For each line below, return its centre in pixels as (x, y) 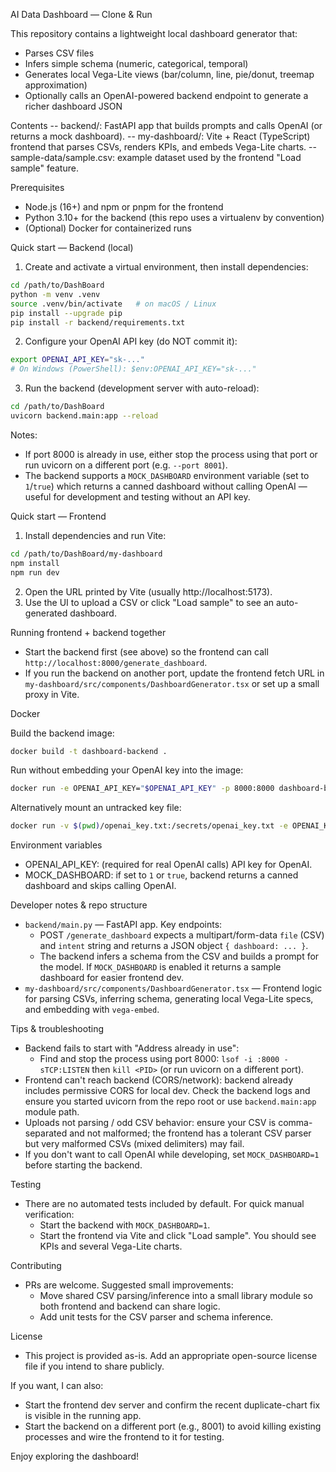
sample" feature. (44, 168)
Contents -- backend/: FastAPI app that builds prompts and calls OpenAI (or (166, 125)
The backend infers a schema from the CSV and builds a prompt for (179, 956)
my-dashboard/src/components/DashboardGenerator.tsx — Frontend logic (173, 988)
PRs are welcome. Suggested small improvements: (129, 1285)
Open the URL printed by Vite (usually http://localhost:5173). (148, 591)
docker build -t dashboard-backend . (89, 751)
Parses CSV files (59, 53)
